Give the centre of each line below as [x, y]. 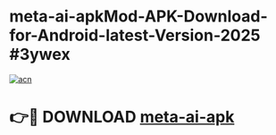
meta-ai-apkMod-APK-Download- [138, 17]
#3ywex [40, 55]
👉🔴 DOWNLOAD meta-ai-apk [122, 117]
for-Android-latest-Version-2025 [135, 35]
